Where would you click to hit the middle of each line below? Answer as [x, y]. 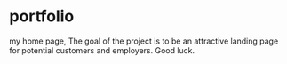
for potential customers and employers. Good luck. [102, 50]
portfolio [42, 16]
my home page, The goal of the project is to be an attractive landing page [144, 41]
